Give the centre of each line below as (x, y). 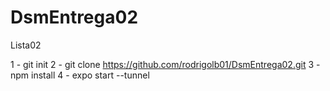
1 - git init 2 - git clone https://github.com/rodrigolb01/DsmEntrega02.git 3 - (165, 64)
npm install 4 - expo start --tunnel (80, 75)
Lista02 (26, 45)
